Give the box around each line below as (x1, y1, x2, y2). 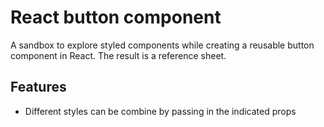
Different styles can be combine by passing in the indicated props (24, 105, 297, 117)
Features (10, 79, 67, 96)
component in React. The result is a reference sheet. (10, 49, 227, 61)
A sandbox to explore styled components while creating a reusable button (10, 39, 315, 51)
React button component (10, 6, 222, 29)
